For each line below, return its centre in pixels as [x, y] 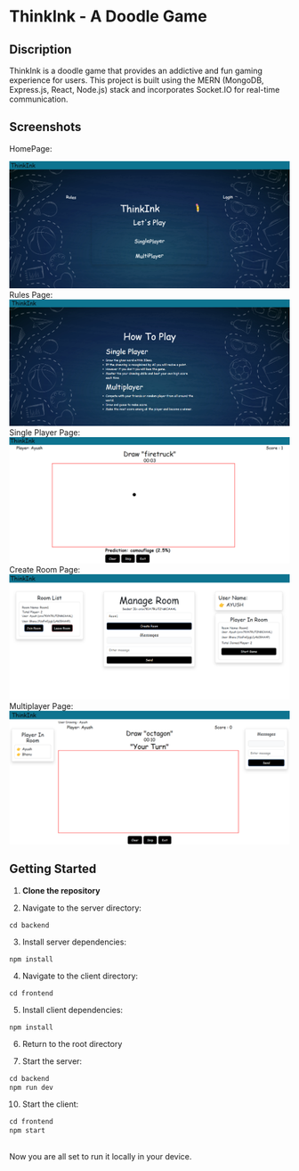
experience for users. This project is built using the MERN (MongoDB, [137, 80]
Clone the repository [61, 890]
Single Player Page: [45, 432]
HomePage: [31, 148]
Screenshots [45, 127]
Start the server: [52, 1061]
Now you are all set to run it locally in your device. [101, 1156]
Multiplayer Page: [41, 705]
